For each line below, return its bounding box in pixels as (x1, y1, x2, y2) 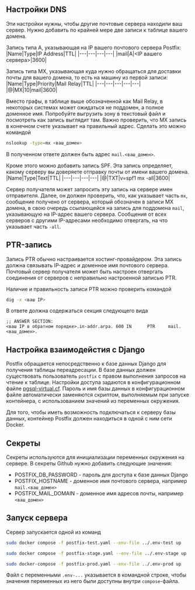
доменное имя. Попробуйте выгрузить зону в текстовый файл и (6, 110, 166, 117)
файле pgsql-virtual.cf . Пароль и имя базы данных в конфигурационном (6, 385, 185, 392)
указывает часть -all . (6, 223, 61, 230)
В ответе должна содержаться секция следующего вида (6, 307, 148, 315)
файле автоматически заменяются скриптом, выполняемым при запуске (6, 391, 190, 398)
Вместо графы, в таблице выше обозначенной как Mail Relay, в (6, 98, 163, 105)
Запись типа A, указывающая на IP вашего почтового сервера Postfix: (6, 44, 182, 51)
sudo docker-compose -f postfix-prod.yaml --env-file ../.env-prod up (6, 561, 182, 567)
